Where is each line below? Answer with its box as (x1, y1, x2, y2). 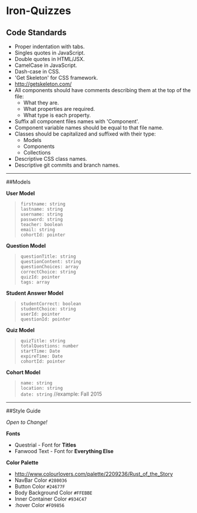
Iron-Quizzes (6, 4, 72, 18)
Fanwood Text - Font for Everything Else (14, 448, 114, 454)
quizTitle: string (20, 338, 66, 344)
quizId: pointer (20, 274, 60, 280)
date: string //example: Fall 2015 (20, 390, 103, 397)
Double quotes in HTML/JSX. (14, 56, 85, 62)
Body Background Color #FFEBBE (14, 489, 93, 496)
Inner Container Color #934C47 (14, 495, 87, 502)
